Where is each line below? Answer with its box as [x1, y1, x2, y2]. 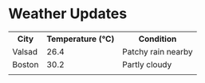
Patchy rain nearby [122, 46, 193, 57]
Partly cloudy [122, 58, 172, 70]
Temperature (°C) [46, 33, 115, 44]
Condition [138, 33, 177, 44]
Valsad [12, 46, 38, 57]
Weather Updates [8, 5, 128, 23]
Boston [12, 58, 39, 70]
